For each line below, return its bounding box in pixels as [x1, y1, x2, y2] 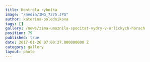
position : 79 [5, 30, 33, 35]
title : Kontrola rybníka [5, 7, 57, 12]
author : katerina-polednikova [5, 16, 69, 21]
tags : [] [5, 21, 24, 26]
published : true [5, 35, 39, 40]
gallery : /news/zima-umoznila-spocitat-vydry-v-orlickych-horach [5, 26, 145, 31]
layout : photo [5, 49, 35, 54]
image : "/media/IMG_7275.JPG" [5, 12, 69, 17]
